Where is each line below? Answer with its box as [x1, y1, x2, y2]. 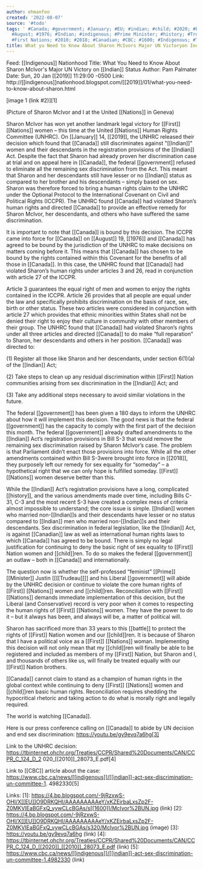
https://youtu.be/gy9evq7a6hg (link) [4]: [6, 830, 107, 838]
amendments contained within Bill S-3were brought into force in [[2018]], [6, 454, 188, 461]
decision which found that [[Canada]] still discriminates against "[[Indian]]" [6, 139, 193, 147]
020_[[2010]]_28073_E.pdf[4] [42, 755, 117, 762]
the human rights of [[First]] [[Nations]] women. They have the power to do [6, 606, 193, 613]
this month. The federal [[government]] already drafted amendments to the [6, 428, 193, 436]
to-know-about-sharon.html [6, 85, 76, 92]
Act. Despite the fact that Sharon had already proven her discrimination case [6, 152, 197, 159]
